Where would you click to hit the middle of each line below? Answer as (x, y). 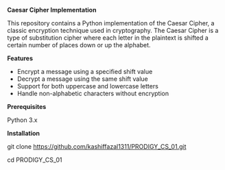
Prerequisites (27, 107)
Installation (23, 133)
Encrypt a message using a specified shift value (85, 72)
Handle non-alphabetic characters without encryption (93, 93)
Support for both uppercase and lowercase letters (88, 86)
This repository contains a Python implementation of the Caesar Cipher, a (111, 23)
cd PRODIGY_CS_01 (35, 160)
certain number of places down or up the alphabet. (79, 45)
